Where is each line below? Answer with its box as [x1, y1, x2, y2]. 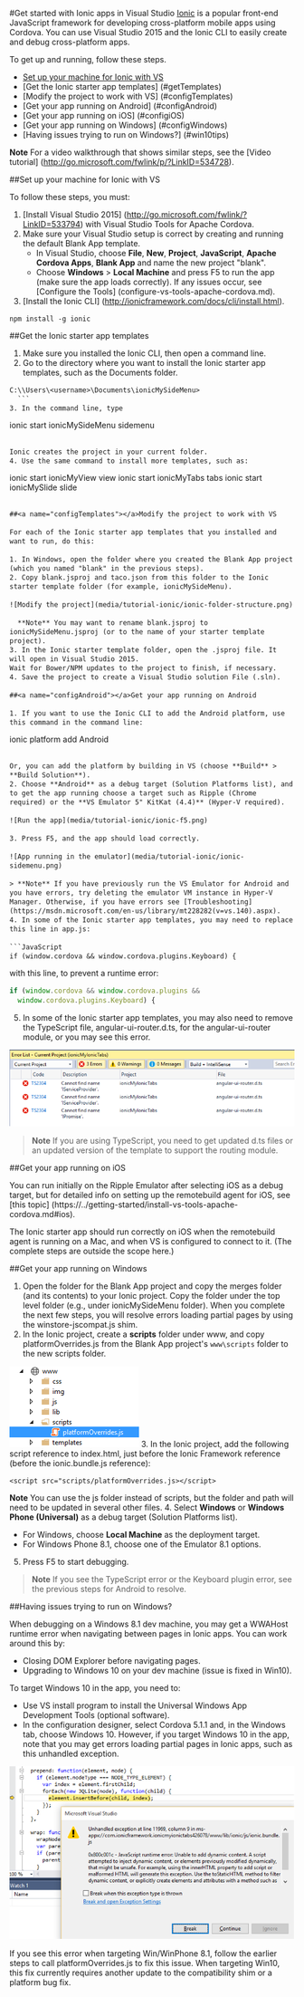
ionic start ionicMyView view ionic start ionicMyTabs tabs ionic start [9, 473, 262, 483]
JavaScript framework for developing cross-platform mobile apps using [9, 17, 276, 28]
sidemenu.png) [9, 861, 63, 870]
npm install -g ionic [9, 314, 91, 323]
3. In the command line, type [9, 404, 124, 413]
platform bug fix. [9, 1976, 71, 1987]
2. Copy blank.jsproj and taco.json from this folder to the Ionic [9, 573, 270, 582]
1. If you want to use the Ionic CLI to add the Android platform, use [9, 709, 285, 718]
